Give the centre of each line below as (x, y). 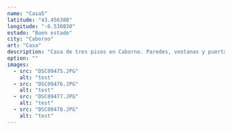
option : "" (23, 58)
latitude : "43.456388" (40, 20)
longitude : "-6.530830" (41, 26)
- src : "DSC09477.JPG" (46, 97)
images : (18, 65)
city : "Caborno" (30, 39)
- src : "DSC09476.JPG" (46, 84)
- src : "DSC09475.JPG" (46, 71)
